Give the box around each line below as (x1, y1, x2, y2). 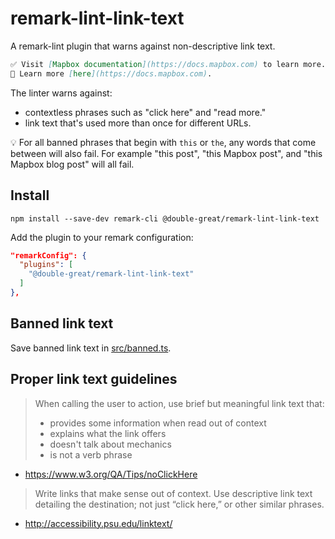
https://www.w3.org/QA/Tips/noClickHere (24, 468, 198, 480)
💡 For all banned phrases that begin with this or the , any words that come (10, 136, 317, 148)
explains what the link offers (49, 427, 167, 439)
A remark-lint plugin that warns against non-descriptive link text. (10, 40, 276, 52)
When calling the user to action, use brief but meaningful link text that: (34, 397, 325, 409)
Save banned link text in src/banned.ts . (10, 342, 172, 354)
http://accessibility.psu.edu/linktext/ (24, 517, 173, 529)
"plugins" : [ (19, 260, 74, 270)
